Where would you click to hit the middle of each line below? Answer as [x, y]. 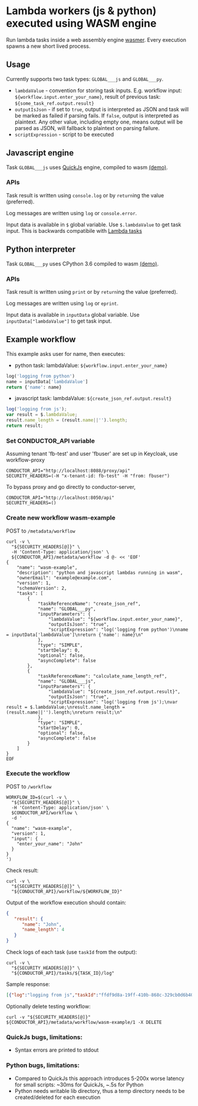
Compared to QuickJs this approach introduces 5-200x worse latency [99, 1078]
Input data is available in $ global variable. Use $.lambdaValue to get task [94, 224]
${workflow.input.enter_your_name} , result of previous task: [88, 96]
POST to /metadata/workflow [41, 531]
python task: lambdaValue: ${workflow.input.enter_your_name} [91, 365]
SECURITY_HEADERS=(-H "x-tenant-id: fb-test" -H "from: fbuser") [88, 476]
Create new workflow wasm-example [61, 518]
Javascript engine [40, 153]
